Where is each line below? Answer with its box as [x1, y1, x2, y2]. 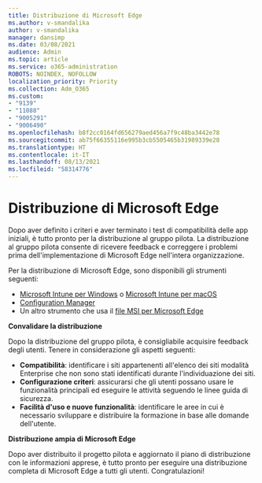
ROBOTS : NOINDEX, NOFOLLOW [8, 70, 97, 78]
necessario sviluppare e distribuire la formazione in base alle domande [19, 411, 249, 420]
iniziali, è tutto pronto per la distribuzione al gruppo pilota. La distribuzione [8, 233, 249, 243]
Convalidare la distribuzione [8, 321, 102, 331]
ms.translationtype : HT [8, 143, 87, 151]
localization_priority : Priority [8, 77, 118, 85]
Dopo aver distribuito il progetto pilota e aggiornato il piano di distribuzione [8, 449, 251, 459]
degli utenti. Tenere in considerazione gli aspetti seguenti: [8, 344, 196, 355]
